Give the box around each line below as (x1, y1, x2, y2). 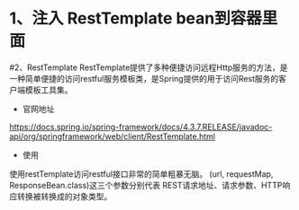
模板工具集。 (24, 84, 73, 95)
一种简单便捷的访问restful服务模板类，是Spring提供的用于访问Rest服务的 (9, 73, 279, 83)
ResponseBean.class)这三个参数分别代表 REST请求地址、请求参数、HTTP (9, 179, 283, 190)
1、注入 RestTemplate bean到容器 (9, 8, 263, 29)
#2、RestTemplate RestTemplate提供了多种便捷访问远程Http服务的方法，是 (9, 62, 288, 73)
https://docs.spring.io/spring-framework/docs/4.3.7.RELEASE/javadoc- (9, 121, 273, 132)
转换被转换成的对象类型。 (16, 190, 113, 202)
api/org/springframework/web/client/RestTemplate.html (9, 131, 216, 142)
